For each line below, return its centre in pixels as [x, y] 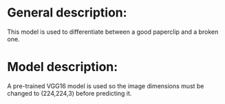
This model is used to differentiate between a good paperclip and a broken [113, 32]
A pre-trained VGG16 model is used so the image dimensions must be [106, 86]
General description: [67, 13]
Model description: [63, 67]
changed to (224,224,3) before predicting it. [69, 93]
